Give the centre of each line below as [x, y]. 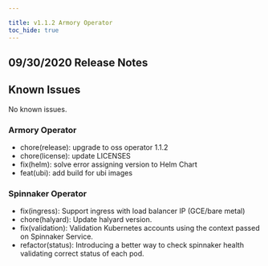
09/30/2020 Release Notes [78, 62]
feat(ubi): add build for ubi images [76, 173]
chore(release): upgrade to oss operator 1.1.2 [94, 147]
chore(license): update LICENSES [75, 156]
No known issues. [38, 109]
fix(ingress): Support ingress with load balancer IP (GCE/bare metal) [132, 211]
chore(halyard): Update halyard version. [86, 220]
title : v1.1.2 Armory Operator [61, 22]
